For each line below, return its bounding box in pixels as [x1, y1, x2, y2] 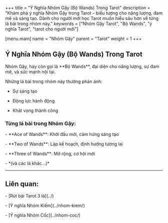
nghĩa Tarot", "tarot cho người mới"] [5, 26, 78, 32]
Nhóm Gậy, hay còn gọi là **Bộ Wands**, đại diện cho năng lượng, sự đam [5, 63, 159, 69]
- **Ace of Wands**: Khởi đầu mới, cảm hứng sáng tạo [5, 131, 119, 137]
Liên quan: [5, 179, 39, 188]
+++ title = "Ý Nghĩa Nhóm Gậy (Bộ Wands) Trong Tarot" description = [5, 5, 150, 10]
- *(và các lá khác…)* [5, 160, 50, 166]
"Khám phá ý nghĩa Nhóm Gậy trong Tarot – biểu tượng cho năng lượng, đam [5, 10, 163, 16]
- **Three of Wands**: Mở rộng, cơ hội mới [5, 150, 95, 157]
